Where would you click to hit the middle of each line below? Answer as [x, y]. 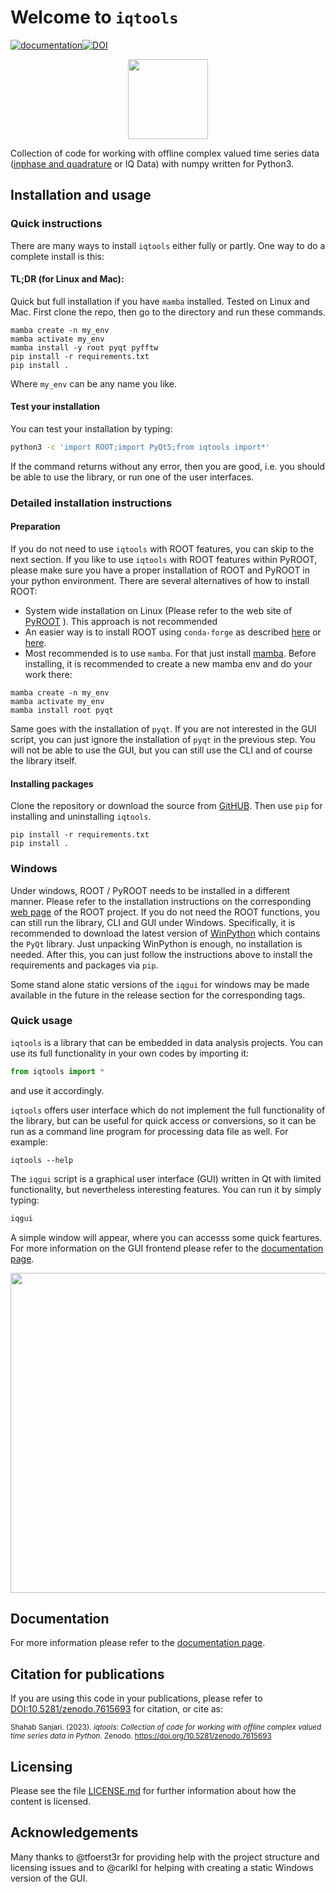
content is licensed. [51, 1802]
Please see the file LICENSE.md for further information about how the [153, 1791]
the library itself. [43, 761]
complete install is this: [57, 256]
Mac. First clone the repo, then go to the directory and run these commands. [168, 312]
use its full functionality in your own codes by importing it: [130, 1053]
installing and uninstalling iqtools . [81, 817]
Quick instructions [56, 224]
